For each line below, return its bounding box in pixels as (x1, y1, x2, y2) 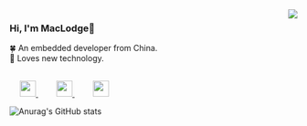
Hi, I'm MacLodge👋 (9, 22, 96, 35)
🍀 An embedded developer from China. (9, 43, 158, 54)
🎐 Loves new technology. (9, 53, 105, 64)
